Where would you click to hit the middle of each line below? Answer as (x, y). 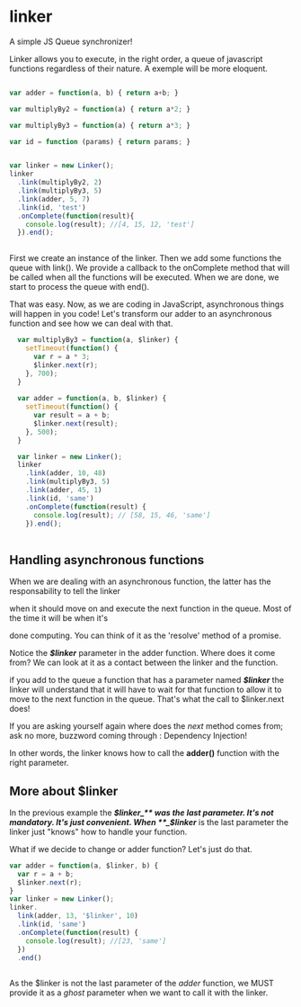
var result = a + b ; (71, 416)
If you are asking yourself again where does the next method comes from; (146, 726)
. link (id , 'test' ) (52, 207)
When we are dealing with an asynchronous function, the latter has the (140, 581)
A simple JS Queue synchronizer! (71, 41)
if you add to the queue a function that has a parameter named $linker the (147, 680)
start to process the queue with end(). (80, 287)
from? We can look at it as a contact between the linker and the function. (144, 662)
